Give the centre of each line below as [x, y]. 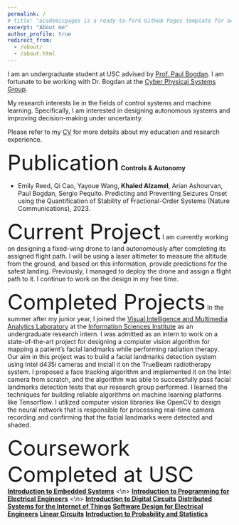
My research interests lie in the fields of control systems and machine [109, 103]
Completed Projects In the [116, 302]
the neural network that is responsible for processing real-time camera [111, 410]
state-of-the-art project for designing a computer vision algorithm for [109, 341]
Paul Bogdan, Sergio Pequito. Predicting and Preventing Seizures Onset [122, 193]
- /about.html [34, 54]
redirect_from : [30, 41]
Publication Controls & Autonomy [97, 162]
